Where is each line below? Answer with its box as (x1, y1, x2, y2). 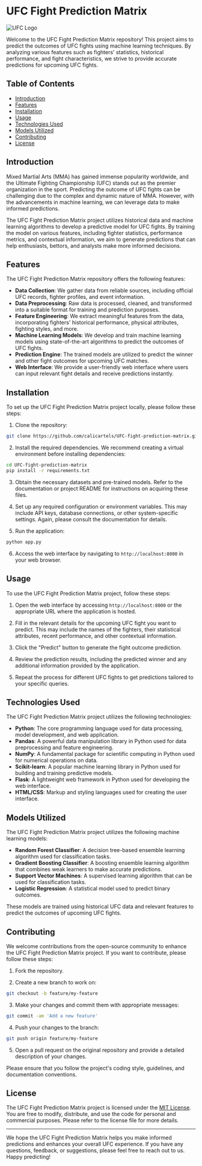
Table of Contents (6, 79, 75, 89)
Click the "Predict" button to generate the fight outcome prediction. (14, 643, 182, 651)
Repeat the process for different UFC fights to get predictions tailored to (14, 674, 194, 681)
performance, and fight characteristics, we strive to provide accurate (6, 55, 177, 62)
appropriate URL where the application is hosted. (14, 607, 136, 615)
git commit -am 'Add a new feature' (6, 1013, 98, 1019)
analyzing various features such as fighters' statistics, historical (6, 48, 164, 55)
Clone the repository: (14, 422, 68, 429)
